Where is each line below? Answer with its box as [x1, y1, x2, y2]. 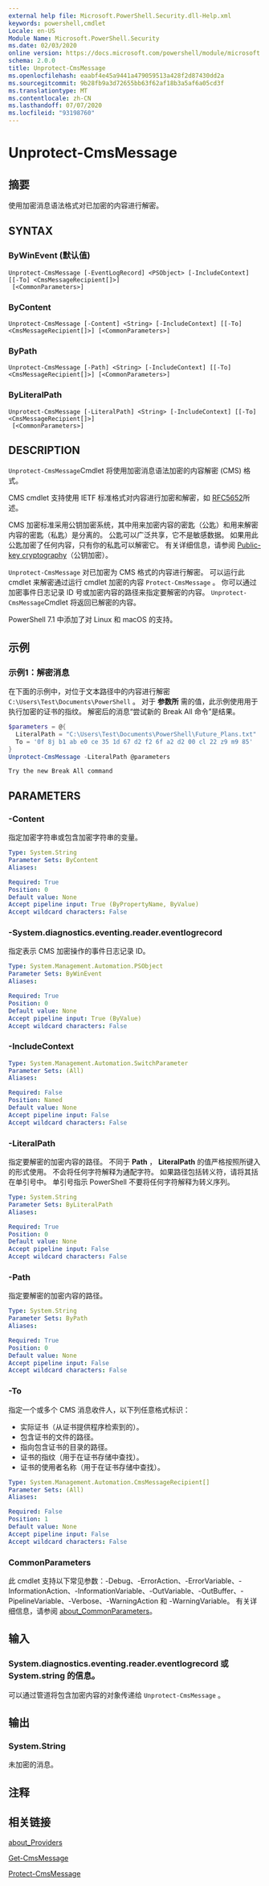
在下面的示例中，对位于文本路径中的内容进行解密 [8, 687, 170, 696]
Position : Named [8, 1096, 63, 1104]
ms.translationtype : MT [8, 86, 88, 95]
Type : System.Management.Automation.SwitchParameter [8, 1059, 189, 1067]
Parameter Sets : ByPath [8, 1314, 88, 1323]
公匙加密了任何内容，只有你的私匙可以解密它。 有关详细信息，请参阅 [8, 540, 235, 550]
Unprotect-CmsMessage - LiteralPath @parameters [8, 753, 171, 761]
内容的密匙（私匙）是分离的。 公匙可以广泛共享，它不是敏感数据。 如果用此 [8, 530, 259, 540]
